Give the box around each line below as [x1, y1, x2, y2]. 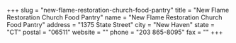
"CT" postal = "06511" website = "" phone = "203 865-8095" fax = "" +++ [6, 28, 223, 36]
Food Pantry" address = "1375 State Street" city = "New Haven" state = [6, 21, 215, 28]
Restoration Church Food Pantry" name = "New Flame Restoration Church [6, 13, 223, 21]
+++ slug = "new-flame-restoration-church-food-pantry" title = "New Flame [6, 6, 230, 14]
